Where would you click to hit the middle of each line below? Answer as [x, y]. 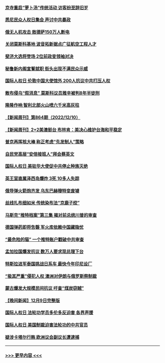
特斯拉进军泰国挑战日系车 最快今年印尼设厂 [49, 264]
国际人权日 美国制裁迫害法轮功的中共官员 [47, 325]
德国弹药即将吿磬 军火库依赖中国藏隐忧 [44, 227]
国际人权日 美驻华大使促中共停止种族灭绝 [47, 166]
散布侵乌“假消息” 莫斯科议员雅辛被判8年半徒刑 [52, 93]
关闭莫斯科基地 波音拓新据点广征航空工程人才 [51, 44]
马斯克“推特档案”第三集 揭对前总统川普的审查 [51, 215]
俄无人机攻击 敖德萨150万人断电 [37, 32]
